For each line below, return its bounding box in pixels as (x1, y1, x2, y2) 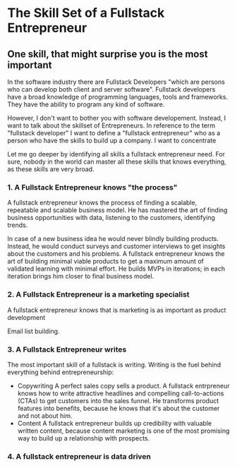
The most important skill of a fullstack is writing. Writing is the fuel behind (7, 360, 221, 369)
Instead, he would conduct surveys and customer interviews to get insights (7, 242, 226, 251)
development (7, 313, 46, 321)
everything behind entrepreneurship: (7, 368, 114, 376)
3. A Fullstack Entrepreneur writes (7, 344, 127, 354)
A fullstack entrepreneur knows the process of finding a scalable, (7, 199, 197, 207)
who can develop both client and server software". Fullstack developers (7, 85, 216, 93)
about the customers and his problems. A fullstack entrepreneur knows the (7, 250, 225, 258)
